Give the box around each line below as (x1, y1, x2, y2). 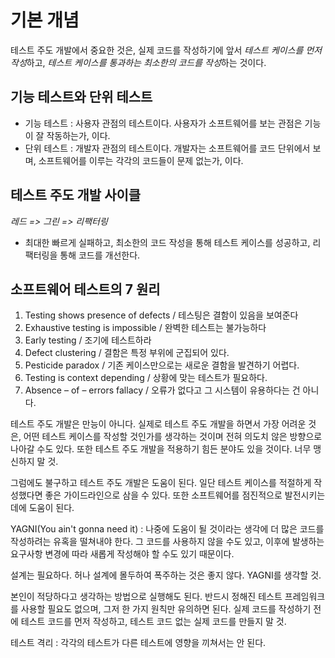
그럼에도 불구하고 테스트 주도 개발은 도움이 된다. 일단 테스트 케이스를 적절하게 (10, 477, 312, 489)
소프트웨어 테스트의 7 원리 (10, 281, 161, 298)
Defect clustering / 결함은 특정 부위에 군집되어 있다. (24, 347, 230, 359)
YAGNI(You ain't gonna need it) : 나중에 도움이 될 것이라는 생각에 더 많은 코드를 (10, 523, 325, 535)
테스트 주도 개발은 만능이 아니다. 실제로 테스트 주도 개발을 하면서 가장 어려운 (10, 418, 307, 430)
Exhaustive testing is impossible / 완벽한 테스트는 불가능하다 (24, 322, 267, 334)
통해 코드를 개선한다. (59, 249, 141, 261)
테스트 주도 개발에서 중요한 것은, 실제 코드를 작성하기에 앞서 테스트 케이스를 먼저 (10, 44, 323, 56)
